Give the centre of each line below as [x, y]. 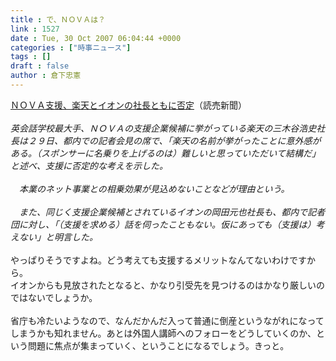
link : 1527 [35, 29]
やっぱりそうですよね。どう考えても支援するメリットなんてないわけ [150, 260]
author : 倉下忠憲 [46, 76]
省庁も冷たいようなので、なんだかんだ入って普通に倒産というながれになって [167, 320]
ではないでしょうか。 [54, 297]
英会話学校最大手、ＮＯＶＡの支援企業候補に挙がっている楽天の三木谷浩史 [163, 128]
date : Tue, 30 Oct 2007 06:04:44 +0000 [96, 38]
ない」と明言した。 [58, 237]
